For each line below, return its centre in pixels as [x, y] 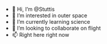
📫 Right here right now [41, 35]
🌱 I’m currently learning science [51, 22]
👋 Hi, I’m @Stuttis [33, 9]
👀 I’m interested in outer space [50, 15]
